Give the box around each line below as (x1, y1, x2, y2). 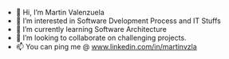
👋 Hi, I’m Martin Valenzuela (15, 8, 105, 17)
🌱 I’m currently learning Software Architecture (15, 25, 168, 33)
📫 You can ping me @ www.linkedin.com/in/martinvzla (15, 42, 197, 51)
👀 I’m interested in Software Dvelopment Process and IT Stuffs (15, 16, 221, 26)
